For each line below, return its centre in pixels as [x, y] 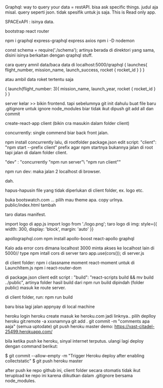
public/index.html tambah [31, 205]
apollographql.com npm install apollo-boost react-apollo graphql [70, 238]
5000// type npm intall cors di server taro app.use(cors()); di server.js [75, 253]
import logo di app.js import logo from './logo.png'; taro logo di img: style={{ [81, 224]
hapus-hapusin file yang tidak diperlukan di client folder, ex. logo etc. [74, 190]
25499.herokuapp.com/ [29, 332]
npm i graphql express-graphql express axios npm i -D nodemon [70, 41]
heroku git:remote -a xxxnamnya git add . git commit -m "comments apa [77, 321]
